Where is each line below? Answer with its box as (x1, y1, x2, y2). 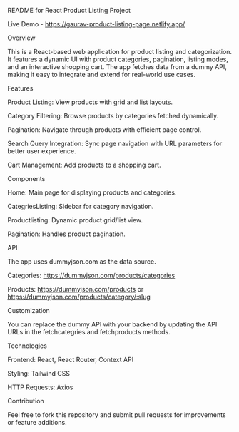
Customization (7, 307, 50, 314)
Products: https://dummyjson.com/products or (7, 285, 144, 293)
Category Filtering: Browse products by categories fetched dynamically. (7, 112, 219, 120)
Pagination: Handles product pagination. (7, 230, 126, 238)
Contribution (7, 397, 44, 405)
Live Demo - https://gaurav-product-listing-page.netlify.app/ (7, 20, 185, 28)
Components (7, 175, 46, 182)
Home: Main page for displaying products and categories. (7, 188, 177, 197)
